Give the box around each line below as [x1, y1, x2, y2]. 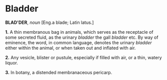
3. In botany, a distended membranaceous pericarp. [5, 69, 112, 75]
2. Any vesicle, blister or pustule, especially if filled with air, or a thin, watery [5, 54, 162, 60]
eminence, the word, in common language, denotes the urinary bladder [5, 39, 152, 45]
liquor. [5, 60, 18, 66]
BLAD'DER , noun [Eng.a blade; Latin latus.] [5, 19, 94, 25]
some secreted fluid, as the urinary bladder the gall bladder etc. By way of [5, 34, 158, 40]
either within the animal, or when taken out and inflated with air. [5, 45, 136, 51]
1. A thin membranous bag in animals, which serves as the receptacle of [5, 29, 153, 35]
